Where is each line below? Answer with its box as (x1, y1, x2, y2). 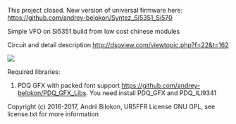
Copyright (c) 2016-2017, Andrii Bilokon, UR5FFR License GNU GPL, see (7, 102, 216, 111)
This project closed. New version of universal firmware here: (7, 6, 183, 14)
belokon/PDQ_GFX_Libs (17, 89, 87, 97)
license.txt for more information (7, 110, 99, 118)
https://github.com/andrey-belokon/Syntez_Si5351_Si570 (7, 13, 173, 22)
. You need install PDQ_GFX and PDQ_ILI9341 (85, 89, 217, 97)
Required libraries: (7, 68, 61, 76)
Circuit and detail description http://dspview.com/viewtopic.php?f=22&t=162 (7, 41, 229, 49)
